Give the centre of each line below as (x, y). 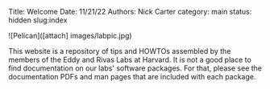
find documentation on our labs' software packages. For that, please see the (135, 68)
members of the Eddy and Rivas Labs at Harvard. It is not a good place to (130, 60)
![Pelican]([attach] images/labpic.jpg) (70, 36)
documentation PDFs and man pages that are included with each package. (132, 77)
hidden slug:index (38, 20)
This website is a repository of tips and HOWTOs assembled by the (120, 51)
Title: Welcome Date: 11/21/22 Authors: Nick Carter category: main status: (130, 12)
